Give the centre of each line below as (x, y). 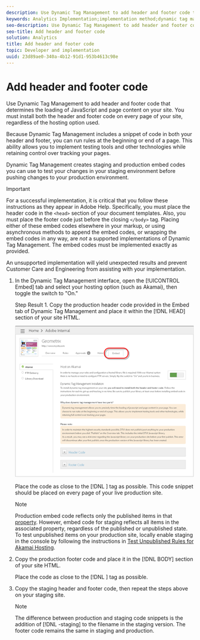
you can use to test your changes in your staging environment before (91, 171)
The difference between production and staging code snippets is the (99, 618)
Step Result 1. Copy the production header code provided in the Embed (102, 305)
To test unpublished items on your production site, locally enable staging (104, 535)
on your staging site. (40, 595)
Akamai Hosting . (35, 548)
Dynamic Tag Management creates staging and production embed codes (96, 165)
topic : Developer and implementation (53, 51)
